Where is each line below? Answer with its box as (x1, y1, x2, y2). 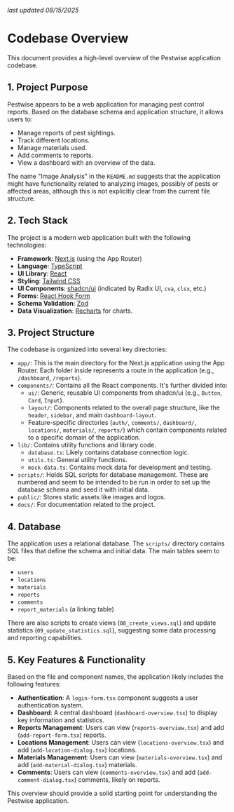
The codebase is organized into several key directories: (7, 345, 167, 353)
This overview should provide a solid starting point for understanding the (7, 789, 217, 797)
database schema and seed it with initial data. (17, 485, 150, 494)
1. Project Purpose (7, 81, 88, 93)
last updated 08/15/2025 (7, 6, 79, 14)
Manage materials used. (17, 143, 88, 151)
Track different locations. (17, 136, 90, 144)
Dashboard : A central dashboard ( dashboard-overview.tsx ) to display (17, 708, 218, 717)
